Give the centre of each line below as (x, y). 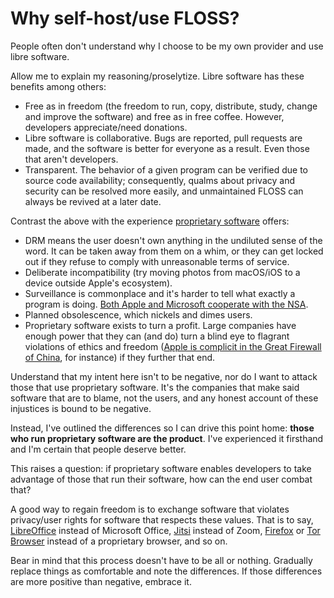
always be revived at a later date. (93, 201)
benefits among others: (58, 86)
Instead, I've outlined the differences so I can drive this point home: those (162, 428)
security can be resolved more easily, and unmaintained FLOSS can (164, 191)
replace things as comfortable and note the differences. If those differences (166, 571)
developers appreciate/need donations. (106, 127)
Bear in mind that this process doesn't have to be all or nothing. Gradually (161, 560)
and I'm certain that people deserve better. (98, 449)
